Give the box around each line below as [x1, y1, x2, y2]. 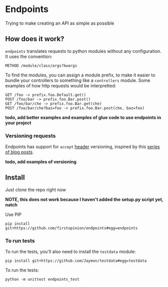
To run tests [5, 237, 35, 244]
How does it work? [5, 35, 65, 43]
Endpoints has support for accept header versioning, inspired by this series [5, 144, 160, 150]
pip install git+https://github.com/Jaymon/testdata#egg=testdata [5, 258, 147, 263]
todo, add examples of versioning [5, 159, 77, 165]
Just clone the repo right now [5, 186, 66, 193]
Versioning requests [5, 132, 56, 139]
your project [5, 120, 32, 126]
